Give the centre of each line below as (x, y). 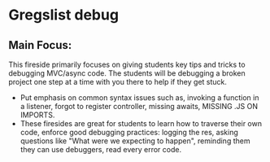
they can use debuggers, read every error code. (100, 149)
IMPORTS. (37, 115)
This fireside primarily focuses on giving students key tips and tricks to (127, 64)
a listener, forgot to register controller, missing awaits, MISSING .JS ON (139, 106)
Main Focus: (40, 45)
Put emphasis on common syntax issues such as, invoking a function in (139, 98)
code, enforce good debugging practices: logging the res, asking (129, 132)
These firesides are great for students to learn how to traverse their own (141, 123)
